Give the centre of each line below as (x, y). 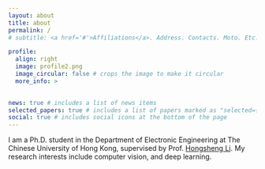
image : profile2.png (49, 67)
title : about (30, 23)
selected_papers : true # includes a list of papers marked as (112, 110)
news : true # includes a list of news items (82, 103)
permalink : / (30, 30)
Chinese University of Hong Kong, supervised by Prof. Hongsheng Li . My (127, 148)
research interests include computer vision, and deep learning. (110, 157)
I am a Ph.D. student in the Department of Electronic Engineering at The (124, 140)
